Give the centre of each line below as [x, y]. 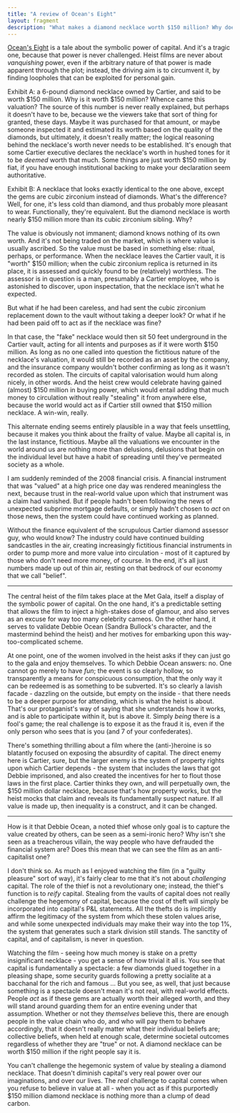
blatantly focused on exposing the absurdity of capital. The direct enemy [114, 753]
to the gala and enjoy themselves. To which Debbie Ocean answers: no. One [120, 663]
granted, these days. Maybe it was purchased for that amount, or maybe [114, 122]
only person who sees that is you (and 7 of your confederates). [100, 732]
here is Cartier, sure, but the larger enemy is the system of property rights [116, 761]
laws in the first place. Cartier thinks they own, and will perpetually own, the [119, 784]
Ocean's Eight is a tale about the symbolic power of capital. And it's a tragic [119, 48]
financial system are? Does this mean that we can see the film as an [107, 849]
